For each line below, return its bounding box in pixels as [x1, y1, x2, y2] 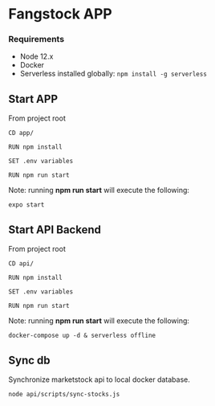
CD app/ [8, 129, 34, 137]
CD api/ [8, 260, 34, 268]
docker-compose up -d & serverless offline [8, 331, 156, 340]
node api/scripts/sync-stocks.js [8, 390, 120, 398]
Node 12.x [19, 51, 54, 61]
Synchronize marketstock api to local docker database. [8, 375, 191, 384]
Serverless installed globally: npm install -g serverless [19, 69, 207, 79]
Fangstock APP [8, 5, 112, 23]
